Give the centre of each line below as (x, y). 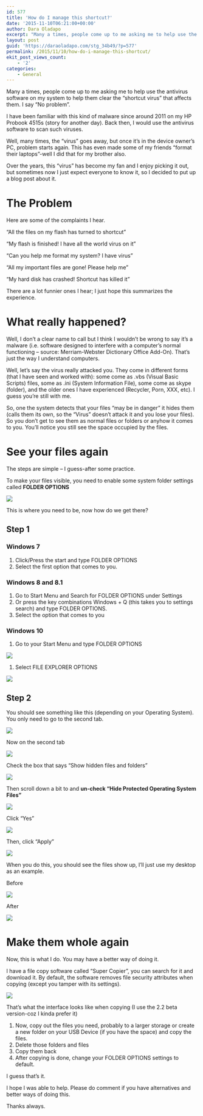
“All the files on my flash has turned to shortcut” (66, 232)
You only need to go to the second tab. (55, 719)
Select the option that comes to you (60, 615)
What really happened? (66, 322)
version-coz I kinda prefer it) (42, 1014)
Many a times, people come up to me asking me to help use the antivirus (97, 91)
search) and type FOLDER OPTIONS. (61, 609)
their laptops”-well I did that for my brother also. (66, 154)
